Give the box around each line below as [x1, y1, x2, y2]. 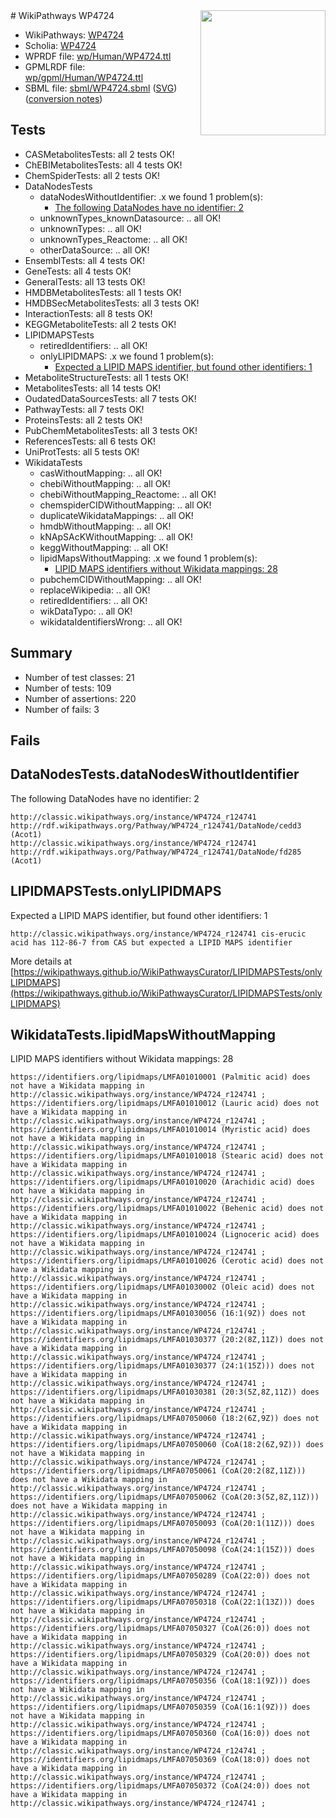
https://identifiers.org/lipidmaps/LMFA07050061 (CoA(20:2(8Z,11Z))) [10, 1466, 307, 1476]
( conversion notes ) [24, 93, 103, 104]
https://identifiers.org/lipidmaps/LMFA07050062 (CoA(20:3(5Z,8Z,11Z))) [10, 1492, 320, 1503]
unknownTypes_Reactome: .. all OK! [39, 233, 188, 245]
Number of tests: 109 [24, 682, 112, 694]
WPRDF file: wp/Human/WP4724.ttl [24, 50, 172, 62]
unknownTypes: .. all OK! [39, 222, 142, 234]
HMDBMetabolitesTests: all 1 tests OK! [24, 286, 182, 298]
